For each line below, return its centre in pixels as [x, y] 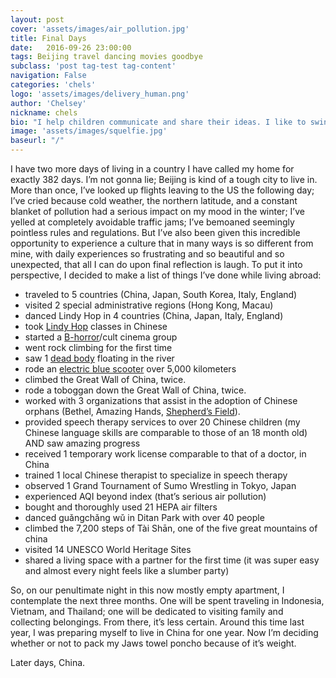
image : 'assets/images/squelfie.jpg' [89, 131]
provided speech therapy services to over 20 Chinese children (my [162, 422]
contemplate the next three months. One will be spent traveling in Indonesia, [167, 600]
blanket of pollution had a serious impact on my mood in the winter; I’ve [157, 211]
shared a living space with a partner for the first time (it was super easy [172, 560]
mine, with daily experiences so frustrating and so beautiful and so [147, 254]
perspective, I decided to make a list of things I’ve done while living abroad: [166, 275]
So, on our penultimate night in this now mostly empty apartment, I [147, 590]
